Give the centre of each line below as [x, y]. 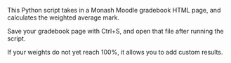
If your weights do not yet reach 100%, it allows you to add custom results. [115, 52]
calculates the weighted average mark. [64, 17]
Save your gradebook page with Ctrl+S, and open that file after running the [116, 31]
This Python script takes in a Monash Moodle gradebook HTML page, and [114, 10]
